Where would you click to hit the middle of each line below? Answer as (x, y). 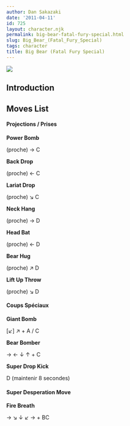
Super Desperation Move (39, 392)
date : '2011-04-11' (31, 18)
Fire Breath (21, 406)
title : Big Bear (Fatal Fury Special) (56, 52)
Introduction (31, 88)
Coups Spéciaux (27, 305)
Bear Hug (18, 256)
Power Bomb (23, 137)
